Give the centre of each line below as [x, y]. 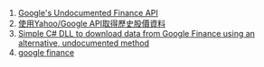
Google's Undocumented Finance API [88, 13]
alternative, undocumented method [84, 43]
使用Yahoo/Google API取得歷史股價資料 [91, 23]
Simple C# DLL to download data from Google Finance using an [137, 33]
